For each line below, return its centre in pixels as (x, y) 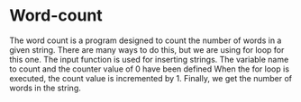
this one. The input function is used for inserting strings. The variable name (149, 59)
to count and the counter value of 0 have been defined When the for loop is (150, 69)
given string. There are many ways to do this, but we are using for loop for (147, 49)
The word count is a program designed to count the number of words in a (146, 40)
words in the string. (45, 88)
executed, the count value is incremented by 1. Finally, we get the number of (151, 78)
